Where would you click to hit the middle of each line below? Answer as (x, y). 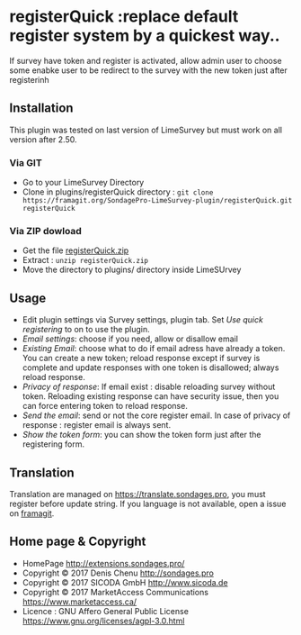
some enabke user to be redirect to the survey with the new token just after (148, 70)
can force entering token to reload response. (105, 406)
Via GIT (26, 162)
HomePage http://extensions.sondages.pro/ (103, 563)
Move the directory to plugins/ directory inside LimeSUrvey (132, 270)
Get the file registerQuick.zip (75, 250)
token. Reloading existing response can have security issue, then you (150, 396)
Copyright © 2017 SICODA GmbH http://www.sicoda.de (125, 582)
